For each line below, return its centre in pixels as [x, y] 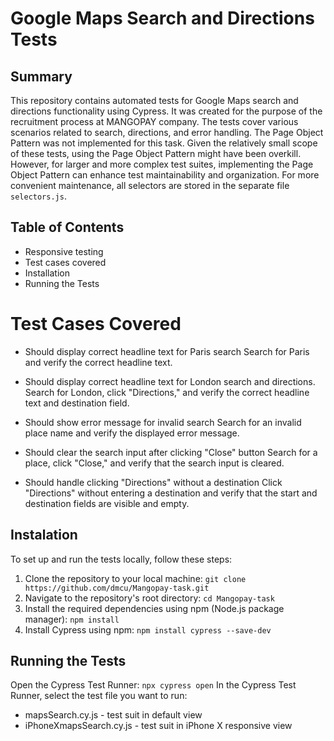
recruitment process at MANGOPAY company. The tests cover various [154, 121]
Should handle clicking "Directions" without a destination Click [153, 482]
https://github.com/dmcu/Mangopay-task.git [117, 588]
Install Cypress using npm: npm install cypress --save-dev [148, 629]
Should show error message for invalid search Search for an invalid [163, 422]
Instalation [44, 535]
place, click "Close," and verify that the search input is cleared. [154, 463]
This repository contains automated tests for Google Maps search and [154, 100]
